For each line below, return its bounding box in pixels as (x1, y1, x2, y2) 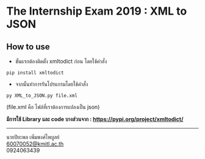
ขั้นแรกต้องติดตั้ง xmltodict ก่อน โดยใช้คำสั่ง (15, 58, 107, 65)
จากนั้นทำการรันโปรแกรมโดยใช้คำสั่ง (15, 80, 88, 88)
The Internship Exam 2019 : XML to (6, 4, 187, 18)
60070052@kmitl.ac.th (6, 140, 64, 147)
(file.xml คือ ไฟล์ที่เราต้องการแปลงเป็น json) (6, 104, 100, 110)
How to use (6, 41, 50, 52)
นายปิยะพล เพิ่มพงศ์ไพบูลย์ (6, 133, 60, 141)
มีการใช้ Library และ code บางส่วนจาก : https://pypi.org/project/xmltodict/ (6, 116, 184, 122)
